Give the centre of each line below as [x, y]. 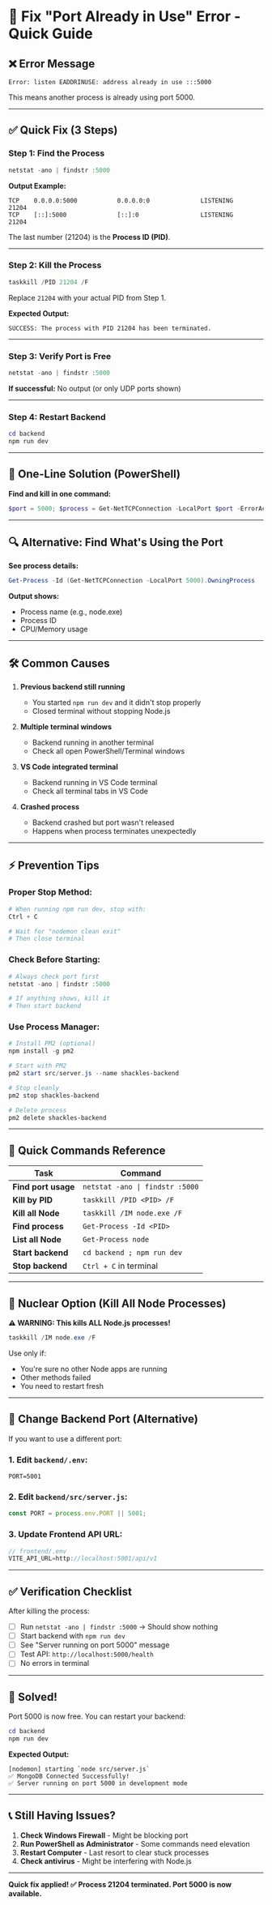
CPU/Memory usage [54, 629]
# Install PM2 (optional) [52, 1044]
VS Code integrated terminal [69, 767]
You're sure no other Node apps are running [93, 1369]
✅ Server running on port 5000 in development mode [98, 1783]
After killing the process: [49, 1611]
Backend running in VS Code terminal [95, 783]
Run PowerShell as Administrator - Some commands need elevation [135, 1843]
